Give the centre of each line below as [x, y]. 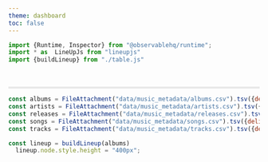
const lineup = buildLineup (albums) [69, 143]
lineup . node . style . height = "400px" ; [78, 151]
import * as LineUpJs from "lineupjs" [75, 53]
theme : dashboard [37, 16]
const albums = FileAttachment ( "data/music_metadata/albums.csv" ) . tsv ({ [132, 99]
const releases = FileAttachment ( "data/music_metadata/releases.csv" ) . [130, 114]
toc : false [26, 23]
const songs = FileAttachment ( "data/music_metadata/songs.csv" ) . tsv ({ [128, 121]
